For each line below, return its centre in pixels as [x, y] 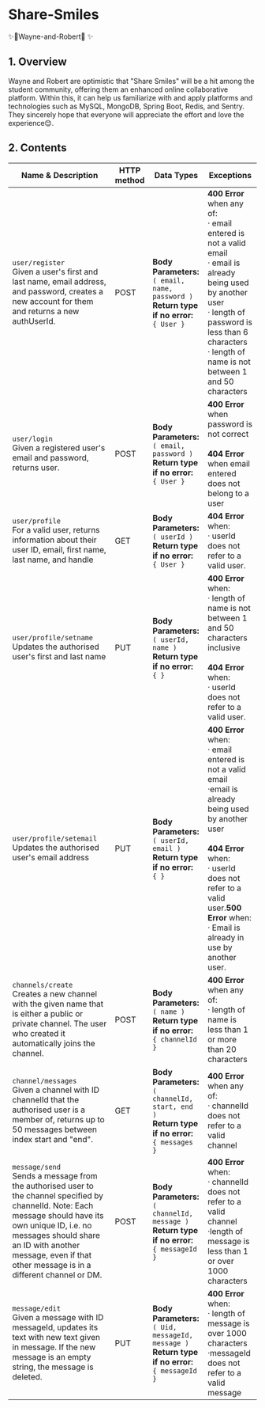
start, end [173, 1106]
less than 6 [228, 332]
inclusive [224, 647]
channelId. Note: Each [53, 1205]
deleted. [27, 1376]
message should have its [58, 1215]
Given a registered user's [59, 447]
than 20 [222, 1049]
